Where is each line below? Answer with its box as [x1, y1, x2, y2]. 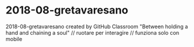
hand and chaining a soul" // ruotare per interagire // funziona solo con [5, 29, 180, 36]
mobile [5, 35, 23, 42]
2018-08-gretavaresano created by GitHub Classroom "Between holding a [5, 23, 189, 30]
